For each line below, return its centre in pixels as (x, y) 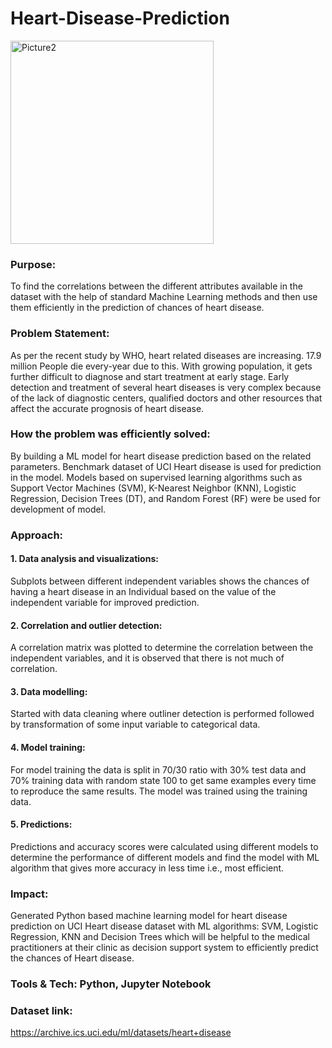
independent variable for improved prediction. (105, 602)
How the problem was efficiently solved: (110, 434)
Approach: (37, 535)
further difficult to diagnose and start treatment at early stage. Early (150, 376)
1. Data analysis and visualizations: (84, 559)
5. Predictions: (41, 824)
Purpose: (33, 264)
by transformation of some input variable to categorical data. (135, 724)
